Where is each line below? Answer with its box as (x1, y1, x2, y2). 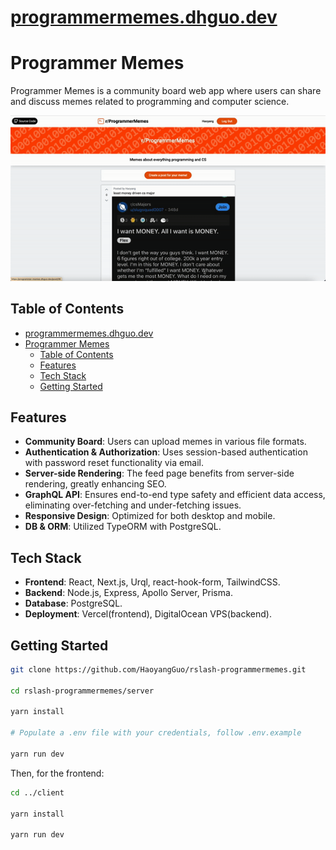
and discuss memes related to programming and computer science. (10, 96, 290, 108)
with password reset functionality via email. (24, 457, 205, 469)
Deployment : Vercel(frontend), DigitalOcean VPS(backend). (24, 608, 272, 620)
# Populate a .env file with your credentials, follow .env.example (10, 728, 302, 738)
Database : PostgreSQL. (24, 597, 123, 610)
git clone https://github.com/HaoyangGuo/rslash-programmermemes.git (10, 664, 307, 675)
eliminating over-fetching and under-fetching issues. (24, 499, 242, 511)
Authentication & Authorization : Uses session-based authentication (24, 446, 308, 458)
